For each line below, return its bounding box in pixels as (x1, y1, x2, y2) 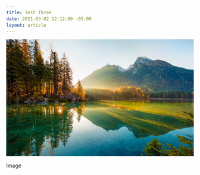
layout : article (6, 22, 46, 28)
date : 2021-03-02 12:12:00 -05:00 (6, 15, 92, 22)
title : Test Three (6, 9, 52, 15)
